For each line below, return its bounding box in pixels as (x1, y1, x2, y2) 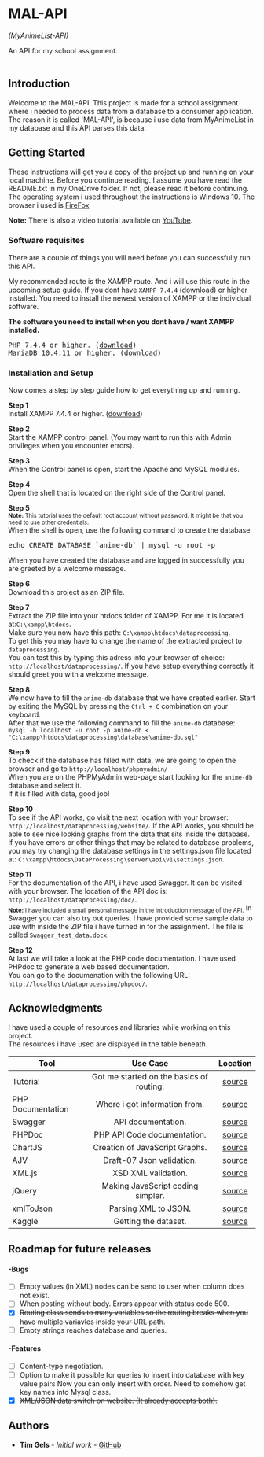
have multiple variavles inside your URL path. (19, 1317, 166, 1326)
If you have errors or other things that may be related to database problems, (8, 838, 254, 847)
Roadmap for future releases (8, 1242, 152, 1256)
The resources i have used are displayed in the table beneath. (8, 1039, 208, 1049)
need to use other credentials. (8, 518, 90, 527)
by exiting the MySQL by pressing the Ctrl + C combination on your (8, 702, 229, 711)
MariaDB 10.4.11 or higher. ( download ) (8, 348, 162, 357)
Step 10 (8, 804, 34, 814)
